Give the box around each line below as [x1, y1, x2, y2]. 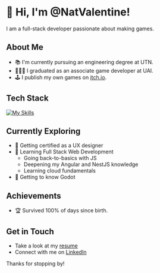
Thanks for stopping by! [6, 260, 65, 267]
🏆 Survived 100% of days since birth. [14, 207, 108, 214]
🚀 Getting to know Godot [14, 174, 76, 181]
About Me [6, 42, 43, 52]
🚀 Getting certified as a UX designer [14, 142, 103, 149]
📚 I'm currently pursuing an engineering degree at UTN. [14, 58, 153, 65]
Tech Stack [6, 93, 49, 103]
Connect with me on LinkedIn [14, 249, 87, 255]
